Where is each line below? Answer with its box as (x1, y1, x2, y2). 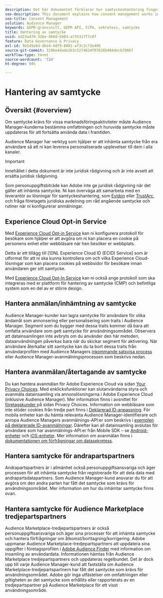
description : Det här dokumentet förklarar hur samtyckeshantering (5, 7, 145, 12)
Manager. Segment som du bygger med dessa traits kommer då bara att (5, 322, 149, 329)
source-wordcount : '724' (5, 57, 55, 62)
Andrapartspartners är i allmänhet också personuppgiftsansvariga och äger (5, 465, 156, 470)
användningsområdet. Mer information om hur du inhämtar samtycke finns (5, 486, 154, 491)
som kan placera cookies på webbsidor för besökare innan (24, 260, 142, 266)
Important (5, 159, 25, 165)
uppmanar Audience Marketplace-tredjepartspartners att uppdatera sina (5, 541, 150, 547)
